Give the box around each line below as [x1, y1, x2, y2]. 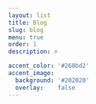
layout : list [8, 11, 51, 20]
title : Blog [8, 19, 47, 27]
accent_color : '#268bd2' [8, 62, 90, 70]
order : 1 [8, 41, 37, 48]
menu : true [8, 33, 44, 41]
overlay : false [15, 84, 76, 91]
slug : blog [8, 26, 44, 34]
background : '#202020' [15, 76, 90, 84]
